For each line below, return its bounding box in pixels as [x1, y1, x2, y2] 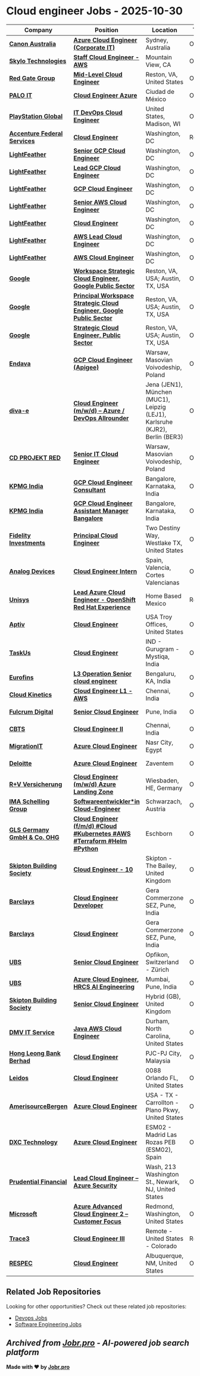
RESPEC [9, 1259, 33, 1267]
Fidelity [9, 531, 31, 539]
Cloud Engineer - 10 [73, 865, 133, 873]
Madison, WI [145, 120, 180, 128]
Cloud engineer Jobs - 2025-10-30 [6, 4, 183, 18]
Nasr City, [145, 738, 174, 747]
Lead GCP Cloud [73, 163, 121, 172]
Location [151, 26, 177, 34]
